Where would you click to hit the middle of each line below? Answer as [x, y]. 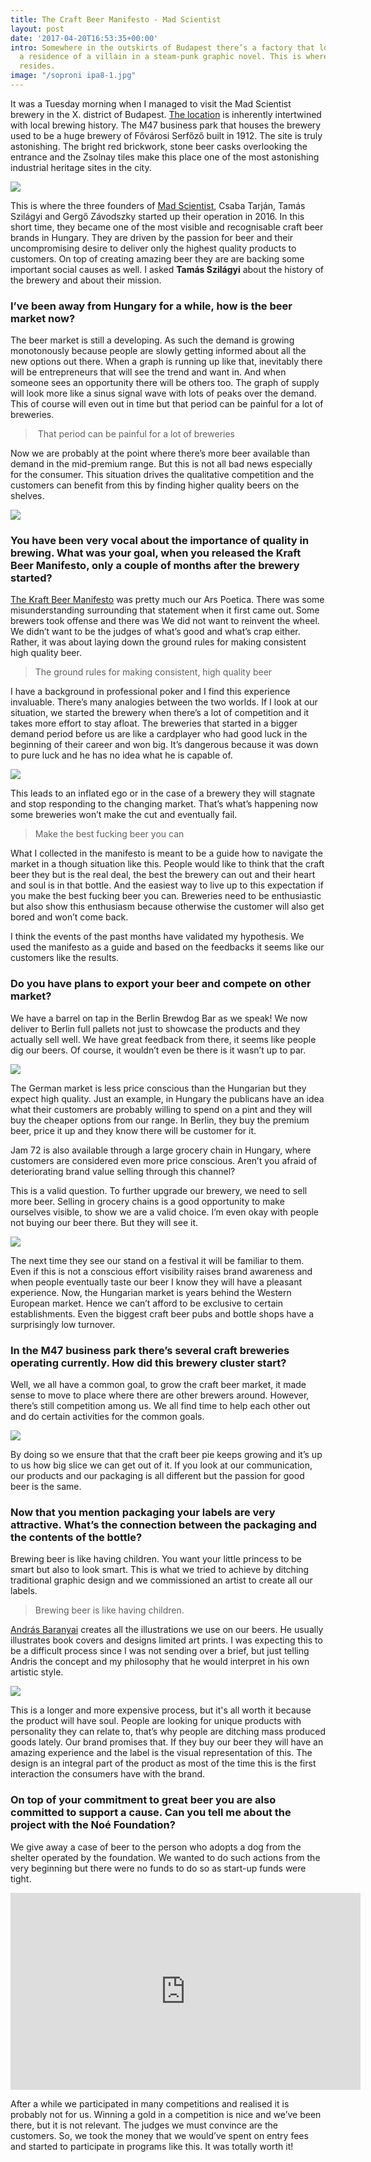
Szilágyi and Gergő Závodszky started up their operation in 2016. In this [157, 216]
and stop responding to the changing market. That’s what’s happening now [164, 804]
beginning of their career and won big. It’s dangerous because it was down [164, 745]
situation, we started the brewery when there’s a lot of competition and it [160, 713]
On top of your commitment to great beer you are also [143, 1800]
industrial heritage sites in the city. [81, 167]
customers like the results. [65, 958]
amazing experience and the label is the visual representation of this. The [161, 1753]
